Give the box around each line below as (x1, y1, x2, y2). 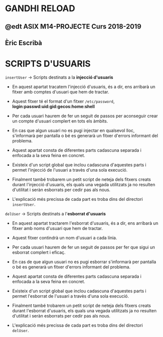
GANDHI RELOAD (5, 3, 75, 14)
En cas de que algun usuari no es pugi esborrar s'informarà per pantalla (12, 259, 157, 265)
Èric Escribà (5, 38, 42, 47)
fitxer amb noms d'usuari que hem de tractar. (12, 225, 103, 231)
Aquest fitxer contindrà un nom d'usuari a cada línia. (12, 234, 117, 241)
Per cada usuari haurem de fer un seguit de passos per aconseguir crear (12, 113, 158, 119)
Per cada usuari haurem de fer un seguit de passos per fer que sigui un (12, 244, 155, 250)
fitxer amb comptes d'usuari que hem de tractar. (12, 89, 109, 95)
